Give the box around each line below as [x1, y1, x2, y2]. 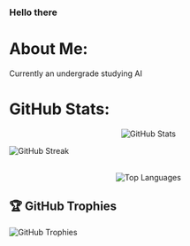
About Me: [9, 39, 88, 59]
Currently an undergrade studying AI [9, 68, 143, 79]
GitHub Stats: [9, 99, 110, 119]
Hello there [9, 6, 57, 19]
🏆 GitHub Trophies [9, 199, 118, 214]
